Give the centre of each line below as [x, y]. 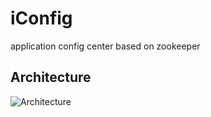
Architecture [51, 77]
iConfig [41, 18]
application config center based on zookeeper [105, 46]
